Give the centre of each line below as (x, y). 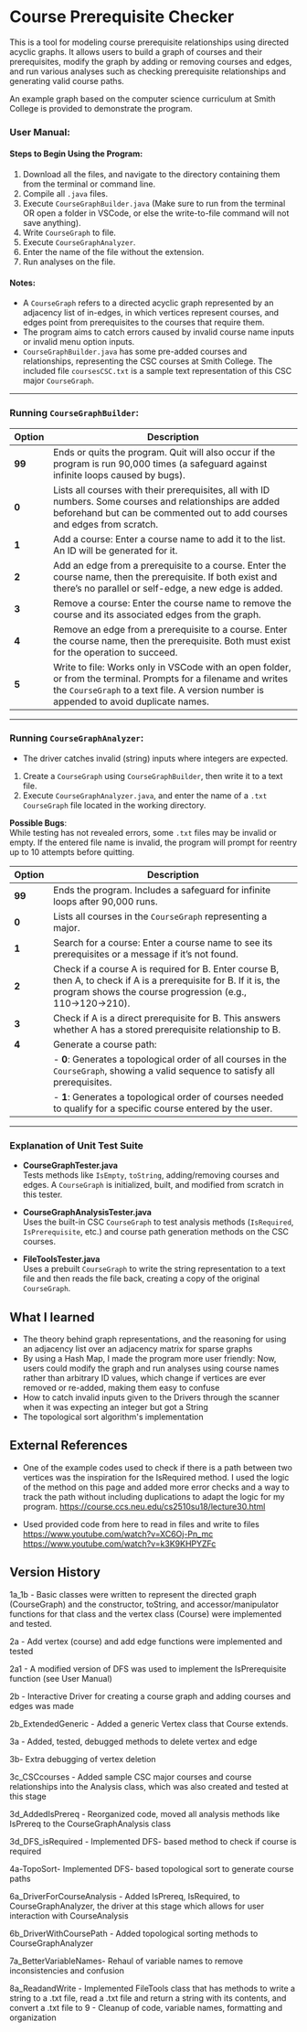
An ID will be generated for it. (116, 551)
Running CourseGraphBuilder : (74, 413)
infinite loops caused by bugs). (119, 475)
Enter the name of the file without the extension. (113, 252)
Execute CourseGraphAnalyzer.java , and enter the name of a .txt (145, 795)
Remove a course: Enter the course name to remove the (173, 603)
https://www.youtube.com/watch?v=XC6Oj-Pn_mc (118, 1534)
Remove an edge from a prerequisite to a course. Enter (170, 629)
